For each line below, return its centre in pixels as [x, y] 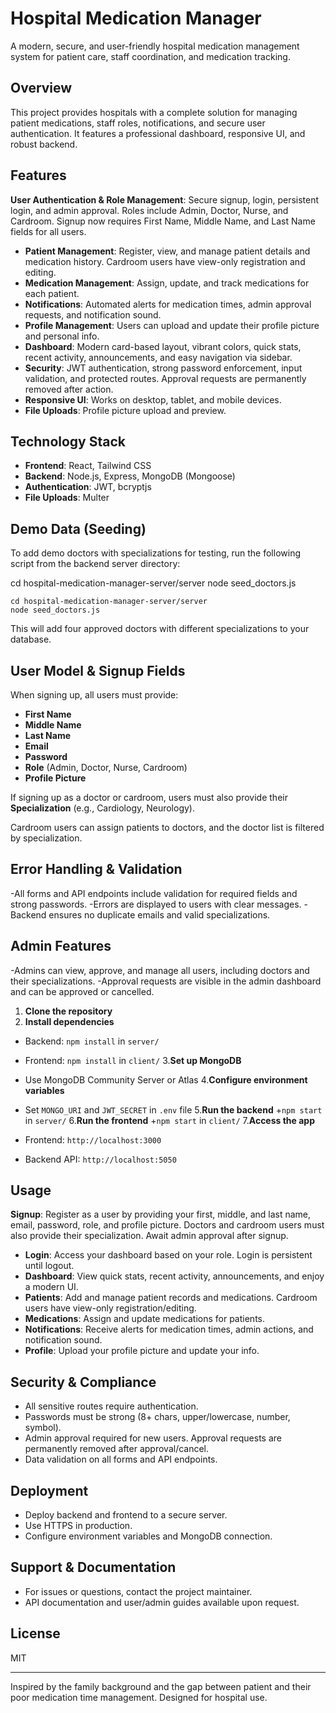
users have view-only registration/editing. [110, 1308]
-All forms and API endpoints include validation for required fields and [154, 893]
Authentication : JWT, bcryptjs [88, 487]
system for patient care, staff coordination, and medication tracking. [150, 56]
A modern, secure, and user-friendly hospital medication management [155, 46]
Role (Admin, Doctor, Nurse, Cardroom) [106, 767]
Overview [41, 88]
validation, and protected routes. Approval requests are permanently [165, 378]
